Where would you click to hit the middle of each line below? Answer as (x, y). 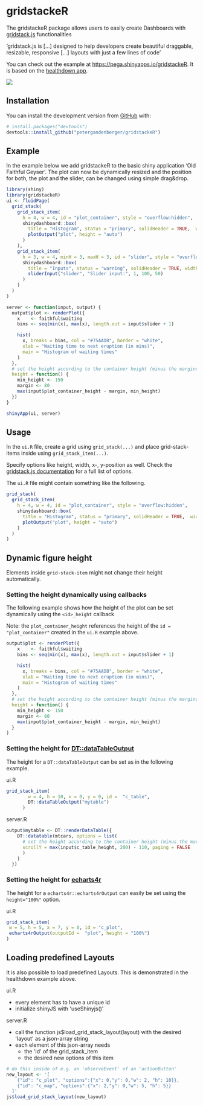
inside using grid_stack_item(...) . (65, 453)
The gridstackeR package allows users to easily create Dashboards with (96, 28)
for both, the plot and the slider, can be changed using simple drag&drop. (98, 178)
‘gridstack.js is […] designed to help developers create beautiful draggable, (100, 46)
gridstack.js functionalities (39, 34)
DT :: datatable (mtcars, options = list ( (67, 836)
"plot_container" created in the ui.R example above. (72, 633)
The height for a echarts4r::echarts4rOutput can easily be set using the (96, 893)
